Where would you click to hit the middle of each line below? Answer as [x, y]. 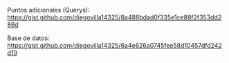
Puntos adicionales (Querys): [48, 10]
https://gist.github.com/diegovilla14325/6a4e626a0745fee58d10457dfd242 [115, 45]
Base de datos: [28, 38]
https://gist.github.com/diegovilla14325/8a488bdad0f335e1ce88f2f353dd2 [114, 17]
